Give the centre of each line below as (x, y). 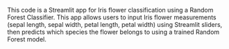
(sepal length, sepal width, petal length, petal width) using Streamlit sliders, (115, 24)
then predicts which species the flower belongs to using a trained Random (113, 32)
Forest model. (27, 39)
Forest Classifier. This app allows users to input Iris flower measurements (112, 17)
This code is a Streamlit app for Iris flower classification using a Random (110, 10)
